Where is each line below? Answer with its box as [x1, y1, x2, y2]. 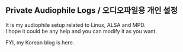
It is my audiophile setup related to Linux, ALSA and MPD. [5, 21, 146, 28]
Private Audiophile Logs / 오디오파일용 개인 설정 [5, 5, 178, 16]
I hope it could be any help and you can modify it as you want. [5, 27, 158, 34]
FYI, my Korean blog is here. [5, 39, 75, 46]
